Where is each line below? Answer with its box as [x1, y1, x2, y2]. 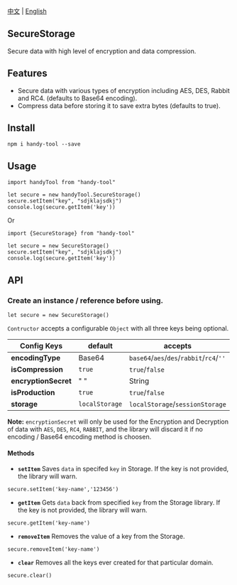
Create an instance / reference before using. [7, 295, 164, 305]
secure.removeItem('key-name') [7, 546, 100, 553]
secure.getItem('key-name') [7, 520, 91, 527]
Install [7, 122, 35, 134]
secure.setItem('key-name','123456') [7, 486, 119, 493]
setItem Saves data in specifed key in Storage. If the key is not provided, [17, 465, 229, 473]
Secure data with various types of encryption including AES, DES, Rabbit [17, 86, 231, 95]
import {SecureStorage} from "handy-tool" [7, 230, 135, 237]
